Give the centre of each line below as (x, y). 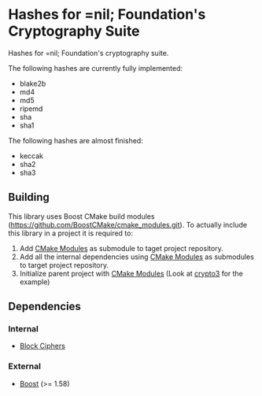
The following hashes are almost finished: (76, 140)
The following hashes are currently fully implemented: (96, 68)
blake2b (33, 83)
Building (29, 197)
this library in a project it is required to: (71, 233)
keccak (31, 156)
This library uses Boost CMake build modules (81, 216)
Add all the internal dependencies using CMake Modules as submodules (137, 257)
